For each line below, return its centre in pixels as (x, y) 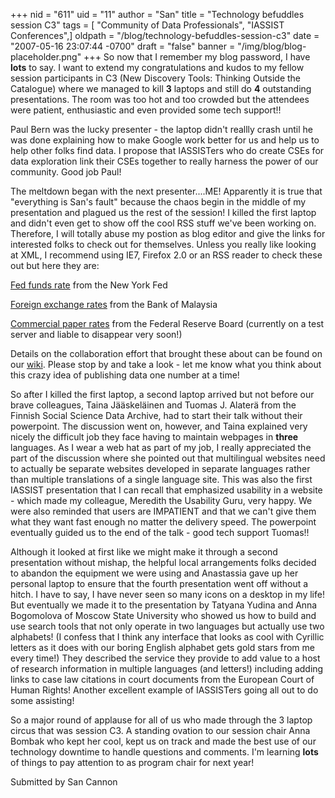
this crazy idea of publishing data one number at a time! (125, 375)
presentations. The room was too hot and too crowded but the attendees (160, 99)
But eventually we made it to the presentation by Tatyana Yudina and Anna (164, 605)
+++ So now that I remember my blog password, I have (197, 57)
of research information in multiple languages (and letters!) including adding (167, 668)
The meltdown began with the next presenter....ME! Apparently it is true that (166, 191)
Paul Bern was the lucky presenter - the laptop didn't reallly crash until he (161, 129)
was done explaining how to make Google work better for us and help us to (165, 140)
